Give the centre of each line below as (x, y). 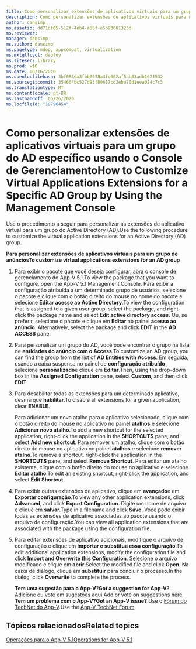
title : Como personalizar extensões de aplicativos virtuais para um (92, 11)
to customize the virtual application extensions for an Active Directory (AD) (96, 236)
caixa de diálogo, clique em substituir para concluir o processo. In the (98, 571)
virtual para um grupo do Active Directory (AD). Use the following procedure (97, 230)
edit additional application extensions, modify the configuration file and (100, 552)
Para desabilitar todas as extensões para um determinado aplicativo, (97, 394)
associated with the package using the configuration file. (83, 528)
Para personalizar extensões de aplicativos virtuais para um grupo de (92, 254)
